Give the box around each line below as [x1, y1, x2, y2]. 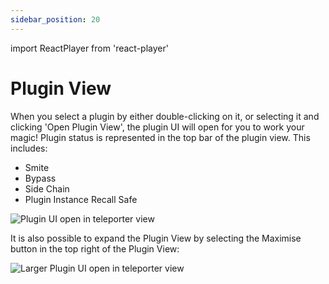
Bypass [24, 172, 57, 184]
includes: [10, 142, 48, 154]
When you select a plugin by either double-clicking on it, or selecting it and [10, 110, 320, 122]
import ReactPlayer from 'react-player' [10, 42, 169, 54]
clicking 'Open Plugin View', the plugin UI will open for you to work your [10, 121, 305, 133]
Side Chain [24, 182, 70, 195]
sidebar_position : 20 [10, 14, 101, 25]
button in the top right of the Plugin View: [10, 242, 180, 255]
